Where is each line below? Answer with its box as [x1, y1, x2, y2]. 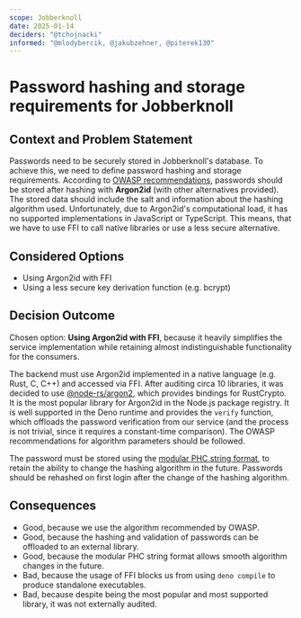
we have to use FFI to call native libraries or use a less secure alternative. [9, 222, 280, 234]
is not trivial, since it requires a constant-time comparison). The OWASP [9, 425, 276, 436]
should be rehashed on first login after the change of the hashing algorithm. [9, 471, 289, 482]
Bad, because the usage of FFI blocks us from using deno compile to [22, 569, 276, 580]
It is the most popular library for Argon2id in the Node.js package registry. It [9, 397, 289, 408]
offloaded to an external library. [22, 541, 139, 551]
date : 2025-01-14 [9, 22, 75, 31]
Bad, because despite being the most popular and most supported [22, 588, 269, 599]
